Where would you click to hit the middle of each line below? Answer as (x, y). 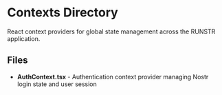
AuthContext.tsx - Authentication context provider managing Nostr (113, 77)
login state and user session (57, 84)
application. (24, 38)
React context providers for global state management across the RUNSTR (111, 31)
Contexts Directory (63, 13)
